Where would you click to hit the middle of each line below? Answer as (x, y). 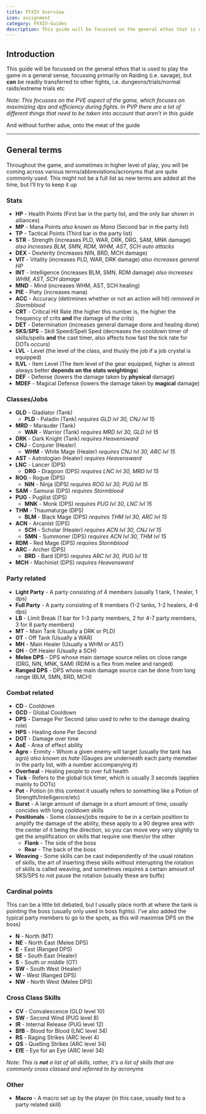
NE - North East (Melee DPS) (52, 943)
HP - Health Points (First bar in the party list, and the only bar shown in (105, 214)
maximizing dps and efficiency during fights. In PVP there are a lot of (94, 107)
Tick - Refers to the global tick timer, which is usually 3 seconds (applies (107, 778)
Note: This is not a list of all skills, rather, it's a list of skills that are (90, 1062)
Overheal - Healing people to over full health (72, 772)
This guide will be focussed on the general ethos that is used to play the (97, 69)
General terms (34, 150)
